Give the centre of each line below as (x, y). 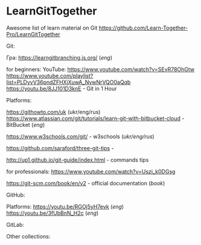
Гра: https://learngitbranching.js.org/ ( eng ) (59, 57)
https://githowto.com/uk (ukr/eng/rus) (53, 112)
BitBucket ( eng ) (26, 124)
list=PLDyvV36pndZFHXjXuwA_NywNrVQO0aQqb (69, 82)
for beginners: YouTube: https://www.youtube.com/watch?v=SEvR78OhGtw (101, 69)
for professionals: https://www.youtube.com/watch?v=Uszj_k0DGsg (91, 171)
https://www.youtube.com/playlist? (50, 75)
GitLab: (15, 224)
